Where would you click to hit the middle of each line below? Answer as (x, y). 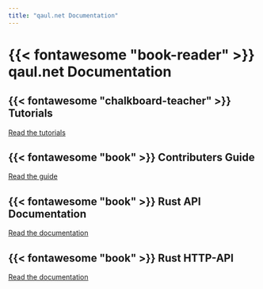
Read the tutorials (37, 133)
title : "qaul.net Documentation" (63, 15)
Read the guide (33, 176)
